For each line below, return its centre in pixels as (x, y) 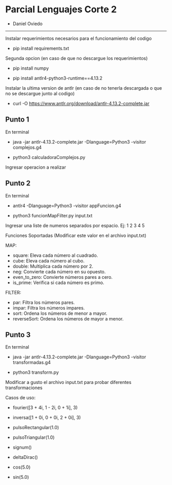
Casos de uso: (20, 398)
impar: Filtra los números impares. (49, 308)
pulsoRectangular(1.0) (36, 428)
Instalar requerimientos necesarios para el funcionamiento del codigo (79, 38)
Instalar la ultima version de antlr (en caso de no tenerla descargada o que (84, 88)
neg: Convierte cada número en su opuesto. (59, 271)
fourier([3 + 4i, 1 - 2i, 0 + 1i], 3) (45, 408)
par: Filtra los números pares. (44, 302)
